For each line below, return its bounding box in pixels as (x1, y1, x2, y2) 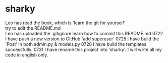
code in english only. (5, 51, 48, 58)
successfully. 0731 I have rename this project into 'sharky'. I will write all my (5, 46, 162, 52)
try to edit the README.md (5, 25, 61, 31)
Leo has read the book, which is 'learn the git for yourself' (5, 20, 126, 26)
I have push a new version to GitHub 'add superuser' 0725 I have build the (5, 36, 159, 42)
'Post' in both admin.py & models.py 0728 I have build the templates (5, 41, 147, 47)
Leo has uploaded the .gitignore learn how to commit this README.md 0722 (5, 30, 163, 36)
